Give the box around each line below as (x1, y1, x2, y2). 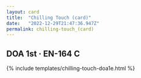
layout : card (6, 9, 40, 15)
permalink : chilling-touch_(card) (6, 26, 95, 32)
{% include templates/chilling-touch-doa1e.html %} (6, 65, 136, 72)
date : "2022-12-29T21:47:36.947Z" (6, 20, 99, 26)
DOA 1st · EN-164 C (6, 48, 81, 58)
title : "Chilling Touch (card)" (6, 15, 92, 21)
